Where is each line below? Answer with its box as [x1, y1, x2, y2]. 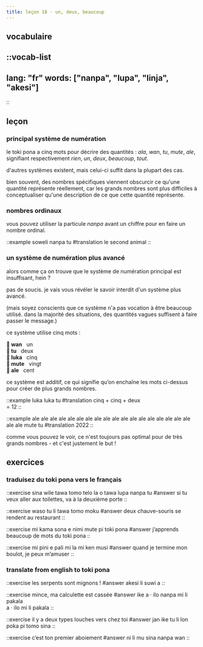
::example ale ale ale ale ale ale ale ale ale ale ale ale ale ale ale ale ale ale [6, 414, 191, 422]
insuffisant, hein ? [6, 274, 50, 281]
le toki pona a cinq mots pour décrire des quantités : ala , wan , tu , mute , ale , [6, 148, 196, 155]
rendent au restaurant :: [6, 514, 66, 521]
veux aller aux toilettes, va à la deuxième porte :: [6, 495, 128, 503]
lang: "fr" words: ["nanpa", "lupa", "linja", [6, 72, 169, 83]
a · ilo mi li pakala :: [6, 604, 54, 612]
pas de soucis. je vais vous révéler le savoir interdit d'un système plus [6, 285, 181, 293]
